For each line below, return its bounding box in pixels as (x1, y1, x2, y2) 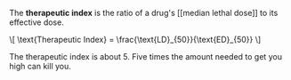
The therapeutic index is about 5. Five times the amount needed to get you (9, 52, 283, 61)
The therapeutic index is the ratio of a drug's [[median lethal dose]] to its (9, 8, 279, 18)
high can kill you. (9, 61, 71, 71)
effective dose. (9, 17, 64, 28)
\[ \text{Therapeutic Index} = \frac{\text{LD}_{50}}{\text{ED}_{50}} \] (9, 35, 262, 44)
